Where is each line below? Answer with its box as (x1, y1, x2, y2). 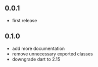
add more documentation (12, 45, 65, 51)
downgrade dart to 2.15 (12, 56, 61, 62)
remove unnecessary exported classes (12, 50, 93, 57)
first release (12, 17, 37, 23)
